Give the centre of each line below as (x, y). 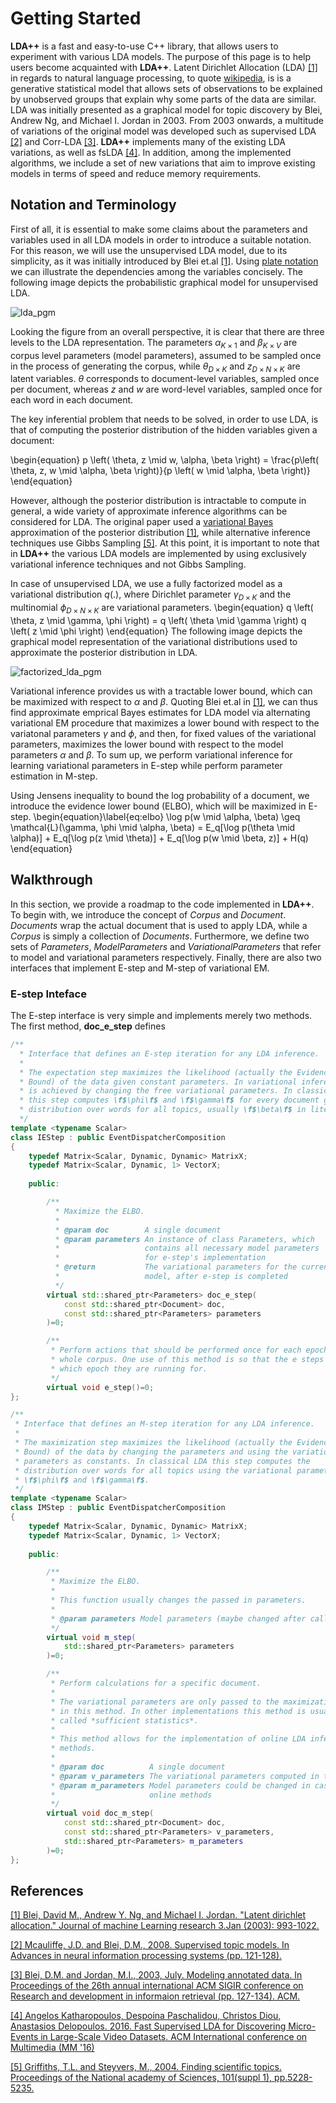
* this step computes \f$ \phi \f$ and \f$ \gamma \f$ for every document (169, 1100)
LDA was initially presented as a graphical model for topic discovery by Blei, (166, 109)
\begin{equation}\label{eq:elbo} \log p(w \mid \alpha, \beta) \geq (167, 816)
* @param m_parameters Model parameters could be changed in (180, 1785)
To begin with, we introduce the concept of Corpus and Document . (148, 914)
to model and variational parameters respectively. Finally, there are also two (166, 957)
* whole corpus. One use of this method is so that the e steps (187, 1360)
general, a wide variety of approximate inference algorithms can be (149, 511)
